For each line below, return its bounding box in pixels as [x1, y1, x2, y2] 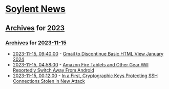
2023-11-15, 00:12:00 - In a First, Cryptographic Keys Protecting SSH [12, 73, 158, 79]
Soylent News [5, 3, 66, 15]
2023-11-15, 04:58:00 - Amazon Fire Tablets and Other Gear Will [12, 61, 149, 67]
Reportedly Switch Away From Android [12, 67, 95, 73]
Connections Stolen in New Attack [12, 78, 86, 84]
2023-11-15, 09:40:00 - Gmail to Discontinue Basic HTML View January [12, 50, 164, 57]
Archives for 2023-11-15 [5, 39, 67, 46]
